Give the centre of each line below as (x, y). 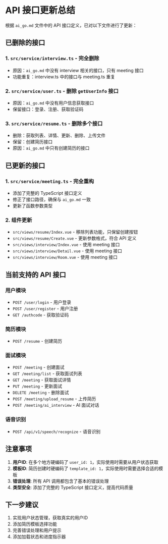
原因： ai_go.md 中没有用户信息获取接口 (53, 103)
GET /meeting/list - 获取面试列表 (47, 373)
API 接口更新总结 (40, 10)
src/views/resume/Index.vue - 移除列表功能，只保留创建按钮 (75, 232)
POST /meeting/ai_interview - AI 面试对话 (56, 405)
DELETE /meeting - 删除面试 (41, 393)
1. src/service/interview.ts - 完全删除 (52, 59)
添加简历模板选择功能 (35, 524)
